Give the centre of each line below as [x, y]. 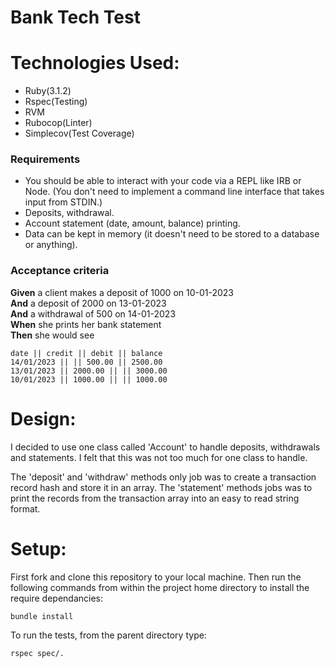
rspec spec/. [37, 654]
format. [25, 508]
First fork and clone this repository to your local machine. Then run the [156, 577]
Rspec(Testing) [56, 102]
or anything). [51, 245]
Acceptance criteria [60, 271]
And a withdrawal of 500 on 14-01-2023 [93, 313]
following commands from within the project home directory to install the [160, 587]
